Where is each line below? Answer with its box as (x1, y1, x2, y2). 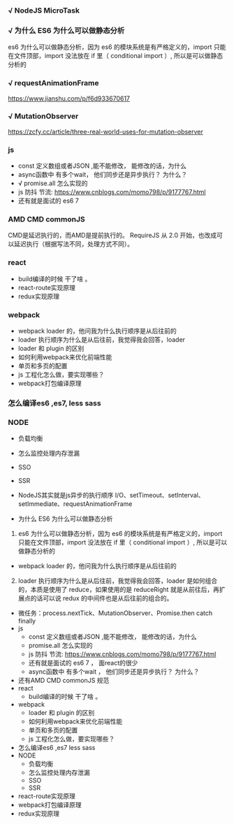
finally (17, 617, 36, 626)
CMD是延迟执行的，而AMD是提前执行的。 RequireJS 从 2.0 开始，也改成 (8, 231, 217, 240)
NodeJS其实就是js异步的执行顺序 (17, 491, 114, 500)
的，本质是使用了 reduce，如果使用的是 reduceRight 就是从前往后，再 (17, 586, 219, 594)
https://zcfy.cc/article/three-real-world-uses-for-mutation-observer (8, 127, 203, 136)
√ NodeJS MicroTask (8, 6, 80, 15)
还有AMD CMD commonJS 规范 (17, 677, 110, 685)
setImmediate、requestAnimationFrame (17, 500, 133, 508)
